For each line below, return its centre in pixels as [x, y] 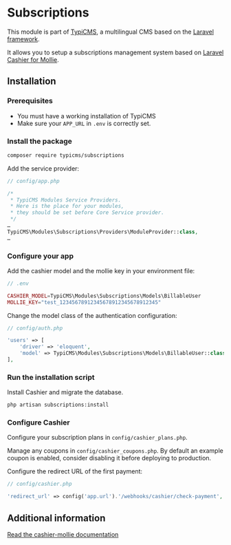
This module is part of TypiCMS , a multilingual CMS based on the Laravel [111, 32]
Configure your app [41, 256]
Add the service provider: [43, 168]
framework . [23, 39]
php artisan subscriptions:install [58, 405]
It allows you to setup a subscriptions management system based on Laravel [115, 52]
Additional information [56, 518]
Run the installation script [51, 377]
